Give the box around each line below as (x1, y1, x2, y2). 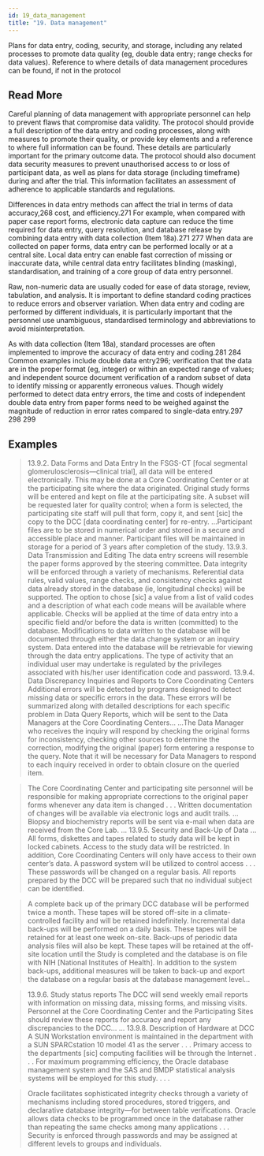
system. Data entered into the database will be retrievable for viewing (27, 643, 254, 652)
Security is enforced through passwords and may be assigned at (27, 1131, 238, 1140)
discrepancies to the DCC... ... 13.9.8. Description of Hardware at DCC (27, 1024, 255, 1033)
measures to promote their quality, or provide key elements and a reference (8, 135, 254, 144)
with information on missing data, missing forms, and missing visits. (27, 998, 247, 1008)
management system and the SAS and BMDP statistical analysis (27, 1065, 236, 1075)
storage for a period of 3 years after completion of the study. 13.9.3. (27, 542, 248, 552)
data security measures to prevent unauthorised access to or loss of (8, 159, 230, 169)
